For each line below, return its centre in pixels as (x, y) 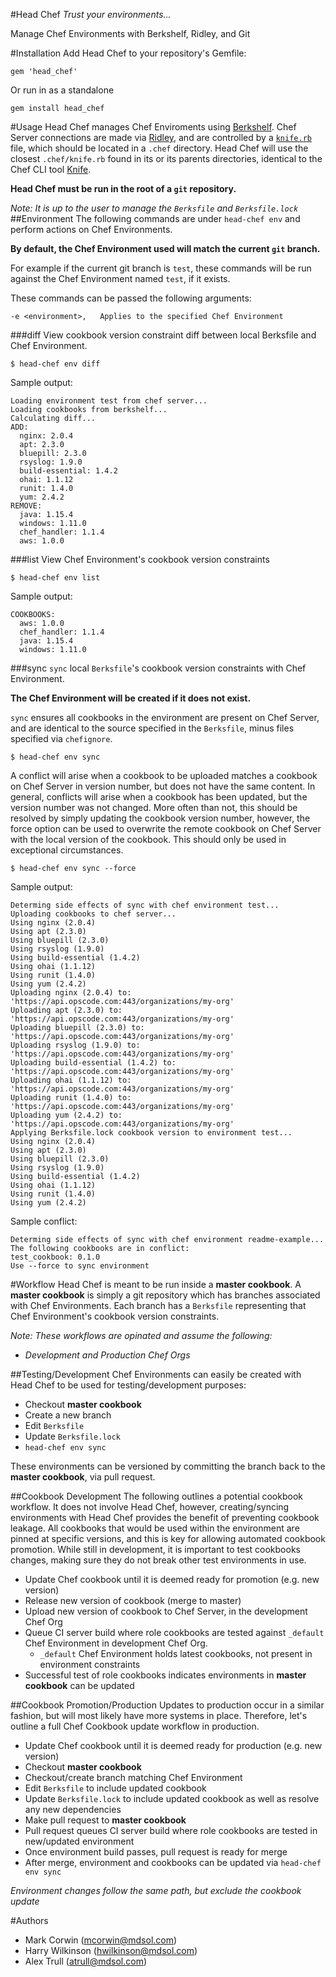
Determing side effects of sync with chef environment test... (145, 905)
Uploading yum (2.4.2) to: (66, 1115)
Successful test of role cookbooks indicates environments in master (165, 1675)
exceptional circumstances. (67, 850)
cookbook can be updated (79, 1685)
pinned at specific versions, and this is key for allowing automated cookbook (168, 1538)
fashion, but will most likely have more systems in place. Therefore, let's (159, 1715)
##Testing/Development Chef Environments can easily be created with (156, 1374)
